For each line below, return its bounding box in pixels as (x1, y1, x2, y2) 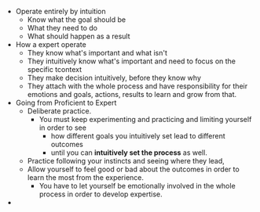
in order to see (38, 123, 86, 132)
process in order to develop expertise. (38, 189, 163, 199)
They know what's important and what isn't (27, 49, 167, 57)
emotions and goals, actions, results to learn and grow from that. (27, 90, 237, 99)
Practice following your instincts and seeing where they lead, (27, 156, 225, 165)
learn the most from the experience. (27, 173, 144, 182)
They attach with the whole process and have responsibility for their (27, 81, 248, 91)
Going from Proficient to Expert (15, 98, 117, 107)
